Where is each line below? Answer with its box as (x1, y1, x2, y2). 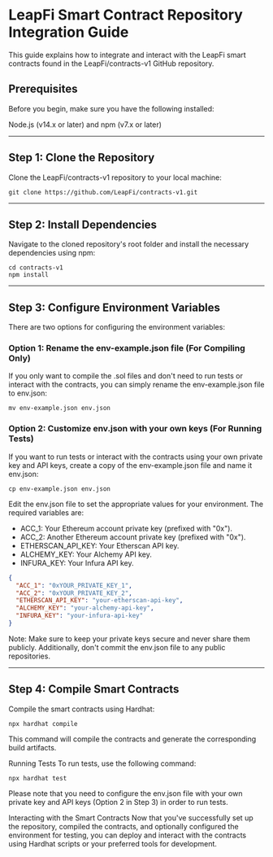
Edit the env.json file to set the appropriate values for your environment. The (8, 499, 264, 509)
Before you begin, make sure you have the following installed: (8, 103, 214, 113)
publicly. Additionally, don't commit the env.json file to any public (8, 642, 226, 652)
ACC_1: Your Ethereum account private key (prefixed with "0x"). (19, 523, 233, 533)
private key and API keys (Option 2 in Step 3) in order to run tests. (8, 797, 229, 807)
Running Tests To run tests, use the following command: (8, 759, 197, 768)
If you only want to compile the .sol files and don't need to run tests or (8, 371, 244, 381)
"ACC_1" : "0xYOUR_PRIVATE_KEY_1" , (15, 581, 132, 589)
